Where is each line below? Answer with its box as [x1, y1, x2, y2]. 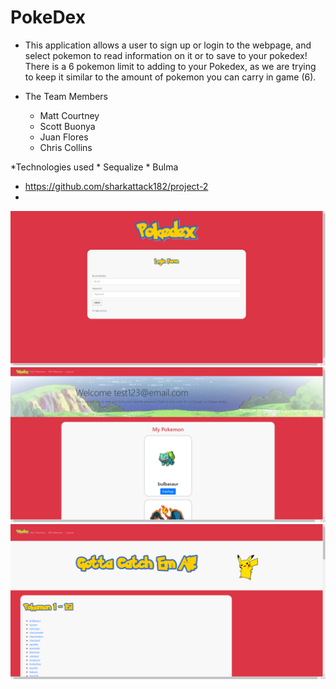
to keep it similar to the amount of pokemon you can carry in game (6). [24, 71, 317, 83]
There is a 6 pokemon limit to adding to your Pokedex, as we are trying [24, 60, 317, 72]
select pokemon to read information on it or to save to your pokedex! [24, 49, 308, 61]
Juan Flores [39, 131, 89, 143]
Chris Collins [39, 141, 93, 153]
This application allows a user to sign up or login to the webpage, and [24, 39, 312, 51]
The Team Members [24, 90, 108, 102]
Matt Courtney [39, 109, 100, 121]
